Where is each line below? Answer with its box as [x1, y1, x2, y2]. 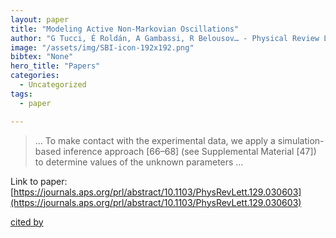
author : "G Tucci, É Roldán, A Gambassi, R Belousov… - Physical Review [10, 33, 320, 43]
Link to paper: [10, 175, 68, 187]
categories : [10, 71, 60, 81]
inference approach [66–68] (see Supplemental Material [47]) [63, 145, 317, 157]
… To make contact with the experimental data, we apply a [34, 134, 276, 146]
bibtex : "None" [10, 52, 74, 62]
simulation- [277, 134, 325, 146]
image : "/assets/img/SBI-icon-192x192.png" [10, 42, 195, 53]
